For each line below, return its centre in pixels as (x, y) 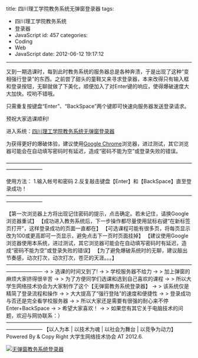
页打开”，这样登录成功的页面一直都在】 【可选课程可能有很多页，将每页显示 (98, 228)
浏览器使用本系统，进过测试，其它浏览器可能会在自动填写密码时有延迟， (94, 243)
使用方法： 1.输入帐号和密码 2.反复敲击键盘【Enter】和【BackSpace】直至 (96, 181)
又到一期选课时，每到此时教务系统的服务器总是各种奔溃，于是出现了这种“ (95, 72)
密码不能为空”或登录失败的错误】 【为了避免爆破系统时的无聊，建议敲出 (101, 250)
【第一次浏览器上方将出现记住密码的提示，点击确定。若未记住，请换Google (98, 213)
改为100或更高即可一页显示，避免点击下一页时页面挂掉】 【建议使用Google (97, 236)
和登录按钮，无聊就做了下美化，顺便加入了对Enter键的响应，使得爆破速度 (95, 86)
